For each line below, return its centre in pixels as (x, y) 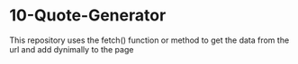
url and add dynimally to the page (72, 49)
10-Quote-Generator (88, 16)
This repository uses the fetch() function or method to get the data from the (149, 40)
